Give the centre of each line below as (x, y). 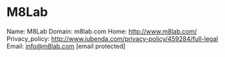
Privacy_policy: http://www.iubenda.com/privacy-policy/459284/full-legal (112, 38)
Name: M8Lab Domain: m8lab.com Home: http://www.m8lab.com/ (102, 31)
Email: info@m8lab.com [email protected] (66, 46)
